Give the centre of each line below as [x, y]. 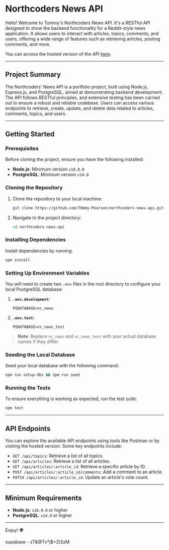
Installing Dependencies [36, 240]
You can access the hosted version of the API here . [58, 54]
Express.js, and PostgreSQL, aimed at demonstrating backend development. [84, 92]
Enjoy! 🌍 [15, 530]
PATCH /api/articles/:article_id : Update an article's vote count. [81, 477]
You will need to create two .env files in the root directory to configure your [83, 284]
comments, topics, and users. [36, 114]
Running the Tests [28, 388]
